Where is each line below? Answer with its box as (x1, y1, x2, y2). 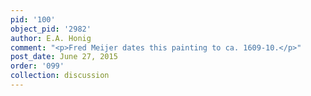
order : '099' (10, 61, 65, 71)
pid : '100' (10, 14, 56, 25)
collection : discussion (10, 71, 110, 81)
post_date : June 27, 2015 (10, 52, 118, 62)
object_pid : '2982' (10, 24, 92, 34)
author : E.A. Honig (10, 33, 92, 43)
